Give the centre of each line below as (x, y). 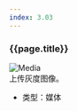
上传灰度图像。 (36, 78)
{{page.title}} (39, 48)
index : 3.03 (31, 17)
